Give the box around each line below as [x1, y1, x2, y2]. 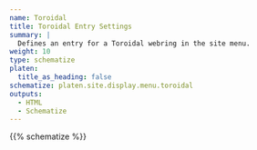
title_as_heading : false [17, 73, 112, 82]
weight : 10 [9, 47, 51, 56]
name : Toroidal [9, 13, 67, 23]
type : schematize [9, 55, 76, 65]
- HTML [17, 97, 43, 107]
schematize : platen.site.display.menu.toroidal [9, 81, 194, 90]
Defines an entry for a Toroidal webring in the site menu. [17, 38, 251, 48]
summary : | [9, 30, 51, 39]
